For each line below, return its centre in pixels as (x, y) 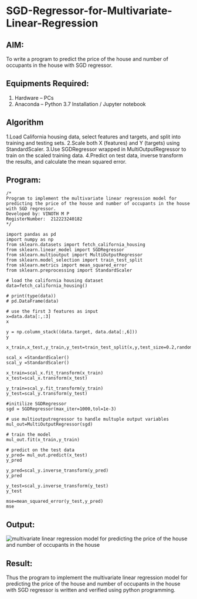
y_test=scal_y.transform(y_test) (47, 394)
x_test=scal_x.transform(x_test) (47, 378)
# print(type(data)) (31, 296)
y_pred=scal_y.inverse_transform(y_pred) (57, 471)
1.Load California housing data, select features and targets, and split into (94, 137)
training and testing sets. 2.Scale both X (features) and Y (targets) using (93, 143)
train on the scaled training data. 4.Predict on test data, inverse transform (95, 155)
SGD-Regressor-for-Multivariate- (89, 11)
